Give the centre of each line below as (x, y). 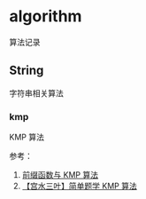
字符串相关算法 (36, 93)
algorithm (46, 16)
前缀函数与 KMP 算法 (60, 175)
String (27, 71)
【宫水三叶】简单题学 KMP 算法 (79, 186)
